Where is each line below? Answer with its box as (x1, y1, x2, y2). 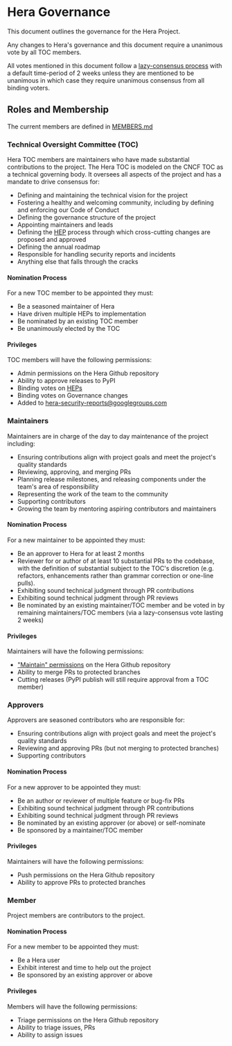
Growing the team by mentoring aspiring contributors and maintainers (17, 505, 217, 513)
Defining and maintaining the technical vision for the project (17, 191, 188, 199)
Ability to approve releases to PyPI (17, 377, 116, 385)
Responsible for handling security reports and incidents (17, 250, 176, 259)
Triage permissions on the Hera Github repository (17, 1015, 159, 1024)
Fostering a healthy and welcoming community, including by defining (17, 199, 214, 207)
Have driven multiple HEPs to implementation (17, 310, 147, 318)
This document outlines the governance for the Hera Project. (7, 27, 181, 35)
